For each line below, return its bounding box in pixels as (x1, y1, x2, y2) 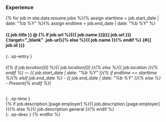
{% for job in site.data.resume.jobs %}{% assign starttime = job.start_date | (5, 15, 159, 21)
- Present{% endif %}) (5, 81, 51, 86)
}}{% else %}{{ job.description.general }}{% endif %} (5, 106, 115, 112)
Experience (5, 4, 34, 11)
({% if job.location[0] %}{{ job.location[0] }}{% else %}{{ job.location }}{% (5, 65, 158, 71)
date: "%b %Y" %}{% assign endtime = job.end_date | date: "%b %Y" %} (5, 20, 156, 26)
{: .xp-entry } (5, 53, 32, 59)
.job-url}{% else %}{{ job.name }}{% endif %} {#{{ (44, 37, 152, 43)
